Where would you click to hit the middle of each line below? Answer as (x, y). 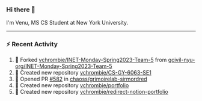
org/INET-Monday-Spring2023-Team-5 (63, 66)
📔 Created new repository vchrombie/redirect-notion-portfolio (91, 91)
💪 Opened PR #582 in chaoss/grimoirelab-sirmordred (81, 79)
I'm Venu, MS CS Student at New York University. (67, 23)
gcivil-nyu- (182, 60)
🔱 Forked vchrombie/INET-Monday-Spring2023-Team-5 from (91, 60)
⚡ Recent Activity (32, 44)
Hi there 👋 (21, 10)
